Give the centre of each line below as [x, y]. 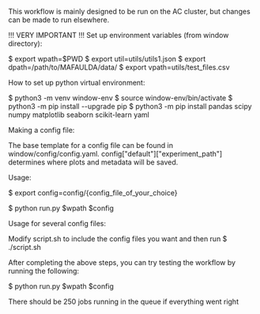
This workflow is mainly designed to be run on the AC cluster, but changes [129, 11]
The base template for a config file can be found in [91, 145]
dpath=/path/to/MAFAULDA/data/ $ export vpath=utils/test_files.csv [119, 67]
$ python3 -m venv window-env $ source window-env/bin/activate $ [121, 98]
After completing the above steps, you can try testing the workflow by [122, 263]
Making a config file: [41, 130]
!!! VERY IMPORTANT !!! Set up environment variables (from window [119, 35]
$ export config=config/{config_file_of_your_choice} [93, 193]
